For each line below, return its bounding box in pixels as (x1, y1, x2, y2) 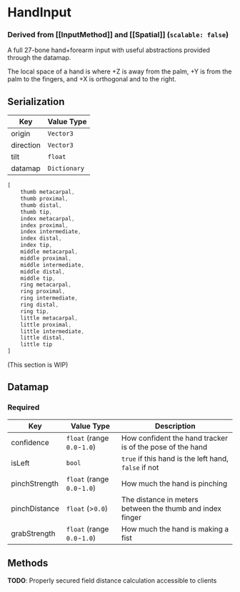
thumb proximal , (20, 195, 69, 203)
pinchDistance (11, 504, 59, 514)
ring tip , (20, 307, 50, 315)
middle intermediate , (20, 261, 84, 268)
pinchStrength (11, 479, 59, 489)
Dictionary (47, 165, 84, 173)
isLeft (11, 458, 30, 468)
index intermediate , (20, 228, 81, 235)
